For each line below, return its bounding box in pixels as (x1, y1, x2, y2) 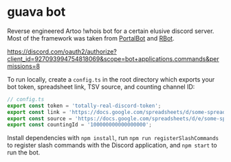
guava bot (7, 4, 66, 20)
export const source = (7, 115, 72, 122)
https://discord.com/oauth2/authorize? (7, 47, 117, 56)
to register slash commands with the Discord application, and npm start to (7, 141, 218, 150)
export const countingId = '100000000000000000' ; (7, 121, 153, 128)
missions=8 (7, 62, 40, 70)
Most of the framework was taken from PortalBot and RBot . (7, 34, 175, 42)
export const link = (7, 108, 67, 115)
